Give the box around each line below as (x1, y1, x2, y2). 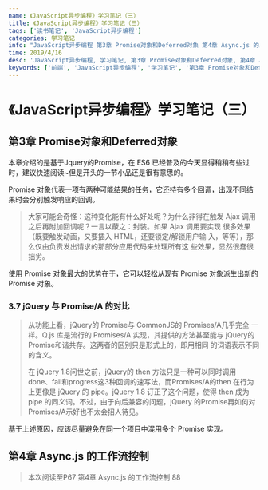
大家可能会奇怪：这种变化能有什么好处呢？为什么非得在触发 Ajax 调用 (27, 211, 257, 221)
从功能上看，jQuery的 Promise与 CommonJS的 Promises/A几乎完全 (27, 321, 250, 330)
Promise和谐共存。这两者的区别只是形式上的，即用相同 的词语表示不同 (27, 341, 260, 350)
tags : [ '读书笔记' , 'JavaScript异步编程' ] (8, 26, 142, 34)
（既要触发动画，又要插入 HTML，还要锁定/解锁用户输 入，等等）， (27, 231, 247, 241)
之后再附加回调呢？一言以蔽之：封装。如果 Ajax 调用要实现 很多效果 (27, 221, 251, 231)
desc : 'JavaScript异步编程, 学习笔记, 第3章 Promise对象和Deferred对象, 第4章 (8, 57, 256, 65)
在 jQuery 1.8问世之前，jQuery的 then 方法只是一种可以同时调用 (27, 367, 237, 376)
